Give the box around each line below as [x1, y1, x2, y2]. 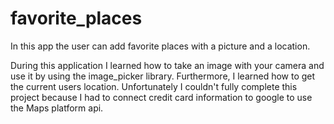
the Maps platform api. [10, 102, 104, 114]
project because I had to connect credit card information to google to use [10, 91, 313, 103]
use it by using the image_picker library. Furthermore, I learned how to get [10, 70, 316, 82]
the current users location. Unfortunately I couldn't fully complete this [10, 80, 298, 92]
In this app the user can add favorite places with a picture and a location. [10, 40, 311, 52]
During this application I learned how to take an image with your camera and [10, 59, 325, 71]
